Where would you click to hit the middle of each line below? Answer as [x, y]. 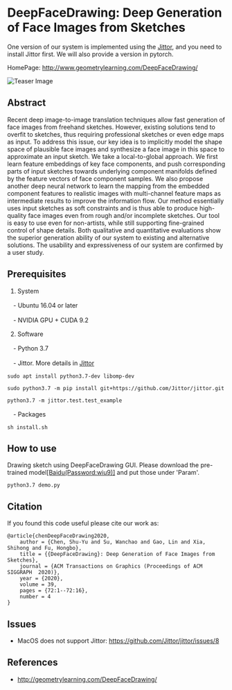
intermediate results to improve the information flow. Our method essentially [116, 201]
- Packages [29, 414]
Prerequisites [37, 275]
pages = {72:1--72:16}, [54, 591]
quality [17, 215]
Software [30, 334]
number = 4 [35, 597]
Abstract [27, 103]
